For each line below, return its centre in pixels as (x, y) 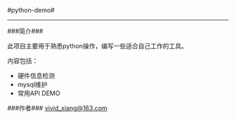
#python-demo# (31, 10)
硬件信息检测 (36, 76)
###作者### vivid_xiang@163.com (57, 108)
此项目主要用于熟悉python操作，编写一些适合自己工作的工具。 (97, 46)
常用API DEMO (39, 93)
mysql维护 (32, 84)
